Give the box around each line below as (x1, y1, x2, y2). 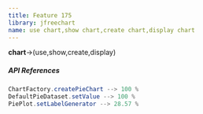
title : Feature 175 (8, 11, 72, 20)
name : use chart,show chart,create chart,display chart (8, 26, 195, 34)
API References (8, 65, 61, 75)
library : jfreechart (8, 19, 76, 27)
